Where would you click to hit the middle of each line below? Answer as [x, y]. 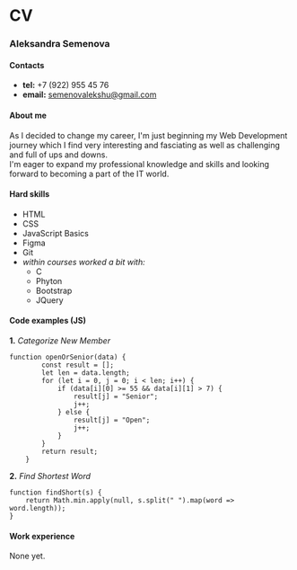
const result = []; [78, 365]
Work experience [42, 536]
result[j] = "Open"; [112, 420]
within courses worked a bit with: [83, 262]
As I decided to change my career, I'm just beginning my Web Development [148, 135]
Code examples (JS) [48, 321]
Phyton [49, 281]
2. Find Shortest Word [50, 476]
